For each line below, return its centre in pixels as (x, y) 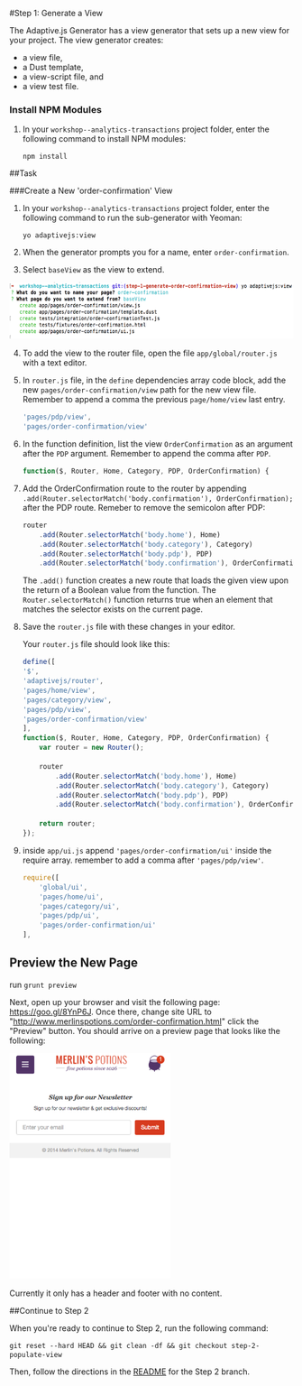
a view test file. (50, 86)
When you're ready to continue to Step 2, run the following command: (139, 1328)
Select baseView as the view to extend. (93, 270)
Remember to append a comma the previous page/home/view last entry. (154, 400)
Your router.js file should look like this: (96, 644)
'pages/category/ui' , (79, 906)
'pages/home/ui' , (71, 897)
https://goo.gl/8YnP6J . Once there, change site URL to (110, 1012)
